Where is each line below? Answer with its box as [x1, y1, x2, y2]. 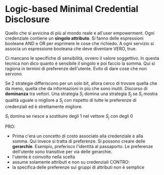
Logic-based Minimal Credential [5, 3, 139, 15]
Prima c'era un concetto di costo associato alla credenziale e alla [12, 133, 143, 139]
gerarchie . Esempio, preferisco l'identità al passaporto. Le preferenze [12, 144, 153, 150]
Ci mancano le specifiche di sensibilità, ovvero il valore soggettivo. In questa [5, 55, 160, 61]
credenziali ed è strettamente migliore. [5, 103, 83, 109]
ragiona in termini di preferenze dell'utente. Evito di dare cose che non [5, 65, 147, 72]
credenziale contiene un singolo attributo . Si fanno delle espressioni [5, 35, 143, 41]
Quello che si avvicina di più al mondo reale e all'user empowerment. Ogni [5, 30, 155, 36]
